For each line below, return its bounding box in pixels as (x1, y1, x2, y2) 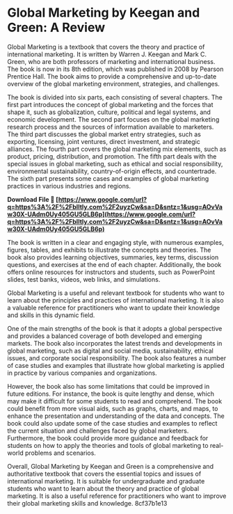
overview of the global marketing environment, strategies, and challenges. (7, 79, 220, 88)
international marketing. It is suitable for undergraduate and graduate (7, 476, 205, 485)
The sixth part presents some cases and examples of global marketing (7, 174, 209, 182)
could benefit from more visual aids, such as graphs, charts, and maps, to (7, 404, 218, 412)
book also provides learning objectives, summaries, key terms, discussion (7, 252, 219, 262)
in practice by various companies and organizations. (7, 369, 158, 377)
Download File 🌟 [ (7, 195, 59, 203)
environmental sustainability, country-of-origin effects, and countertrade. (7, 167, 217, 175)
